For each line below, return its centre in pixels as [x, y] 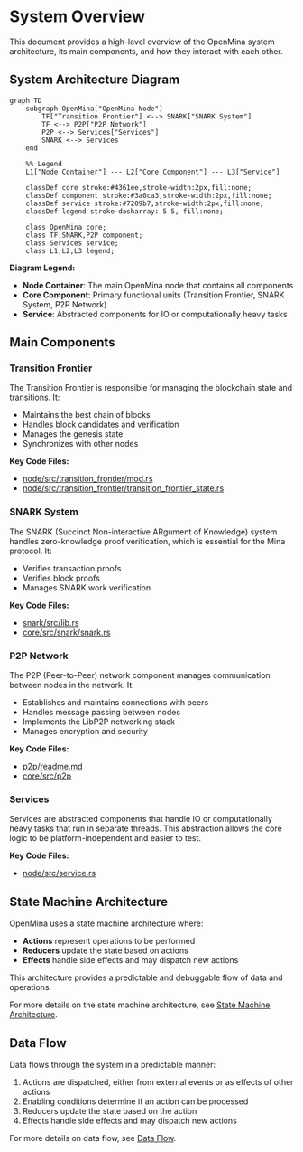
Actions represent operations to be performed [109, 941]
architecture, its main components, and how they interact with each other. [147, 51]
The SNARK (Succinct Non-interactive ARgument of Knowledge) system [143, 532]
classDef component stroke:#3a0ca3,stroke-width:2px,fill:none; [149, 195]
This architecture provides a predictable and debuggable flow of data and [146, 977]
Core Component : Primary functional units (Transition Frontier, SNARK [153, 295]
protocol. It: [31, 551]
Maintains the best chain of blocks [86, 415]
